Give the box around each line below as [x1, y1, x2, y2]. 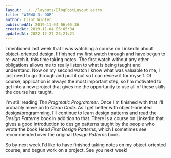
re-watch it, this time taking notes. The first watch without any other [5, 56, 149, 62]
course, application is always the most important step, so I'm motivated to [5, 78, 162, 84]
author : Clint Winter [5, 17, 52, 22]
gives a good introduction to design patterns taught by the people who [5, 121, 155, 127]
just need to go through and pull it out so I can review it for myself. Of [5, 73, 152, 78]
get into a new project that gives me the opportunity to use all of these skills [5, 84, 166, 90]
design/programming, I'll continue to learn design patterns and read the [5, 110, 157, 116]
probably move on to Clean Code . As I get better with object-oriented [5, 105, 153, 110]
